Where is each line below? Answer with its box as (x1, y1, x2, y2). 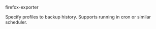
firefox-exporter (5, 4, 39, 10)
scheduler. (5, 19, 27, 25)
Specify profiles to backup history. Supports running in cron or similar (5, 14, 151, 19)
